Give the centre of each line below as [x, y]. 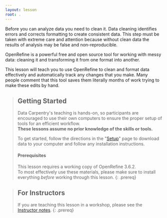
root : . [13, 14]
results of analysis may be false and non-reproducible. [61, 44]
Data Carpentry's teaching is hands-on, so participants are [78, 113]
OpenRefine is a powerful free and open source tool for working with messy [83, 54]
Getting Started [42, 101]
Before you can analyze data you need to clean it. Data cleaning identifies [81, 28]
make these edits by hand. [32, 85]
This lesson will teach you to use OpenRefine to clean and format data [77, 69]
